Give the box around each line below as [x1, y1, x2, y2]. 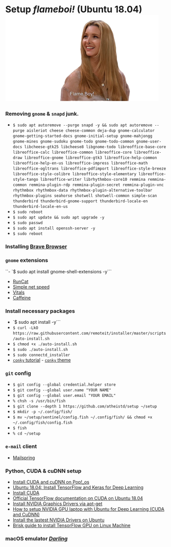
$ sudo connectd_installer [12, 352, 70, 358]
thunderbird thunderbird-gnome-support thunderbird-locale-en [12, 199, 148, 204]
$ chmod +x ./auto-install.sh [12, 342, 78, 347]
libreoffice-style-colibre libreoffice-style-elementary [12, 172, 137, 177]
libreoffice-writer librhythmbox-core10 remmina [40, 177, 146, 182]
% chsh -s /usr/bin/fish [12, 398, 66, 404]
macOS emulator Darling [5, 535, 68, 542]
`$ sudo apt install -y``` [12, 319, 61, 325]
